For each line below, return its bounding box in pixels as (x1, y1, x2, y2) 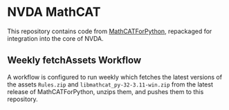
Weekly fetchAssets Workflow (7, 55, 142, 66)
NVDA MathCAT (7, 4, 101, 20)
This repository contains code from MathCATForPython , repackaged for (7, 27, 212, 35)
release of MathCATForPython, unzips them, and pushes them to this (7, 87, 204, 95)
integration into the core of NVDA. (7, 34, 104, 42)
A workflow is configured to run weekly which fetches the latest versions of (7, 73, 223, 81)
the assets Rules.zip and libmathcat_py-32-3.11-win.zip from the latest (7, 80, 213, 89)
